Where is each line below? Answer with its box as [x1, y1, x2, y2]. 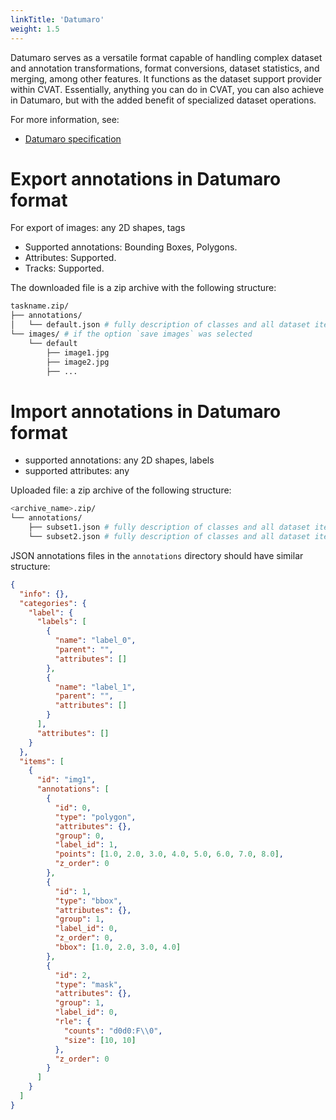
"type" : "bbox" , [54, 896, 123, 906]
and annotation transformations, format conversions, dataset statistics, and [10, 62, 320, 74]
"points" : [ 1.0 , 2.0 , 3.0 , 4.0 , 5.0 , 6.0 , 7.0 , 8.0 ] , [54, 849, 285, 860]
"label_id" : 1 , [54, 840, 118, 850]
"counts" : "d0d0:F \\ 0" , [63, 1026, 163, 1036]
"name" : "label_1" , [54, 682, 137, 692]
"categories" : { [19, 598, 87, 608]
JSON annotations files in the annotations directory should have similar [10, 549, 304, 561]
